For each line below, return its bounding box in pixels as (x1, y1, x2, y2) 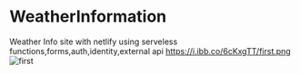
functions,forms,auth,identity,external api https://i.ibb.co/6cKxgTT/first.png (9, 45, 291, 56)
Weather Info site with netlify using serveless (9, 36, 178, 47)
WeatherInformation (9, 6, 167, 27)
